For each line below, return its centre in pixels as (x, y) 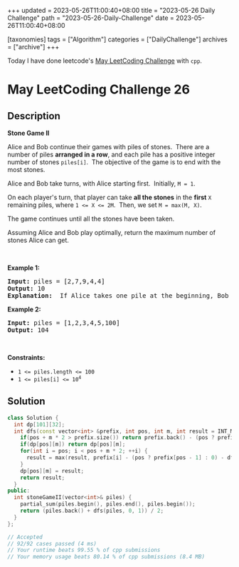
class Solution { (33, 418)
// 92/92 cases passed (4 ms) (52, 543)
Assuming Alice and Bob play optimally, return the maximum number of (111, 232)
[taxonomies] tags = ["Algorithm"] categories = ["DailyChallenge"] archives (117, 39)
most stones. (26, 170)
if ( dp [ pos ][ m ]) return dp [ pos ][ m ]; (73, 445)
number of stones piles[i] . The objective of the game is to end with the (114, 162)
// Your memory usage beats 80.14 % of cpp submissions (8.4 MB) (106, 557)
